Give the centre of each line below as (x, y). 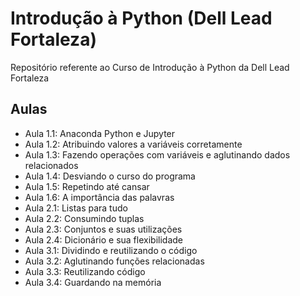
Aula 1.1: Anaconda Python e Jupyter (100, 133)
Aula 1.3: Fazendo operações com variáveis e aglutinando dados (157, 154)
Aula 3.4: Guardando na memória (93, 282)
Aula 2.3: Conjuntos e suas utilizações (103, 229)
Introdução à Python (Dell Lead (141, 18)
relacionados (51, 165)
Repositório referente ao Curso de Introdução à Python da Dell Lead (150, 67)
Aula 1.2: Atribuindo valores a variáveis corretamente (133, 144)
